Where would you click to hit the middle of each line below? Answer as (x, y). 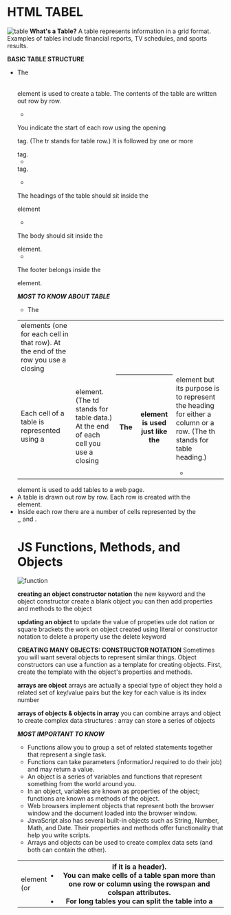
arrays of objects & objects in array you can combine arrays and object (119, 713)
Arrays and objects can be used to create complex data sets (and (120, 843)
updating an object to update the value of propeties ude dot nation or (116, 622)
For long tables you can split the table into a (139, 901)
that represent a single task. (67, 754)
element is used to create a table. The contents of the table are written (117, 93)
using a (32, 440)
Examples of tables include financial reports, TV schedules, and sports (107, 38)
